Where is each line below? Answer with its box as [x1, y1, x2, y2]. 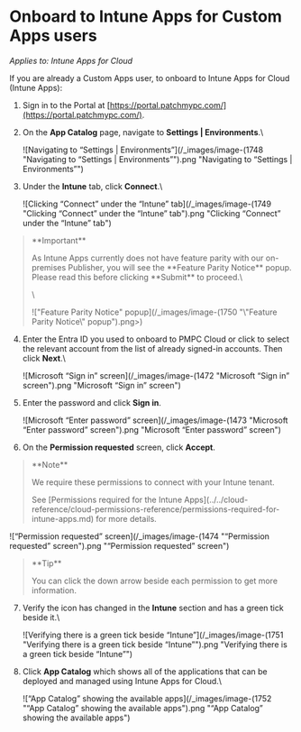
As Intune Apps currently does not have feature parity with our [31, 252, 264, 263]
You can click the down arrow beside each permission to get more [31, 575, 278, 586]
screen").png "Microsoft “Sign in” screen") [22, 380, 182, 390]
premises [31, 261, 67, 272]
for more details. [96, 513, 158, 524]
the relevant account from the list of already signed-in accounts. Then [22, 343, 283, 353]
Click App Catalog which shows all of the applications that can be [22, 665, 268, 677]
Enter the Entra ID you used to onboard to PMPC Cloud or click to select [22, 334, 290, 344]
